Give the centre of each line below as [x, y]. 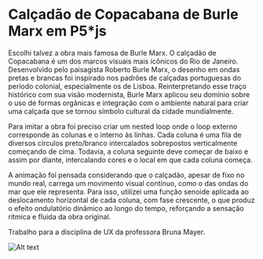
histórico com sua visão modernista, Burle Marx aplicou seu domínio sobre [129, 94]
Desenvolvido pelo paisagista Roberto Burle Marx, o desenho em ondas [124, 69]
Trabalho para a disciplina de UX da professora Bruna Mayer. [107, 232]
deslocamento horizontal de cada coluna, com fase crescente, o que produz [131, 200]
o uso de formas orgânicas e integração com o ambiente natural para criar [128, 103]
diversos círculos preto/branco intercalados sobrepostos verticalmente [123, 143]
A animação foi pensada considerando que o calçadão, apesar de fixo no [126, 175]
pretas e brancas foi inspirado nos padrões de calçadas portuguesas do [125, 78]
